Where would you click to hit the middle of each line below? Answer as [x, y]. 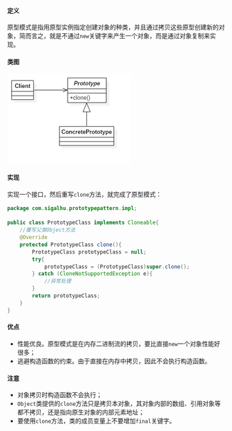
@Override [34, 238]
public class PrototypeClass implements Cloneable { [83, 223]
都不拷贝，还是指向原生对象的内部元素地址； [81, 412]
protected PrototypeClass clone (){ [71, 245]
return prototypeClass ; [66, 296]
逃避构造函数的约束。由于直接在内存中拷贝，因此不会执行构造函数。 [114, 361]
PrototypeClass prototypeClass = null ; [89, 252]
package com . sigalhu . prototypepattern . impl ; [72, 208]
